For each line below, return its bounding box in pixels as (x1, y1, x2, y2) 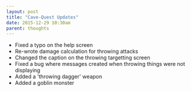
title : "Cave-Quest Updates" (6, 14, 79, 20)
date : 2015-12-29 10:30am (6, 20, 70, 26)
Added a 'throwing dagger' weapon (14, 73, 103, 80)
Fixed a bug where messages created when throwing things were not (14, 61, 186, 68)
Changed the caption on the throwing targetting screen (14, 54, 150, 61)
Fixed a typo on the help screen (14, 42, 93, 49)
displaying (14, 66, 41, 74)
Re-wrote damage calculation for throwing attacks (14, 48, 138, 55)
